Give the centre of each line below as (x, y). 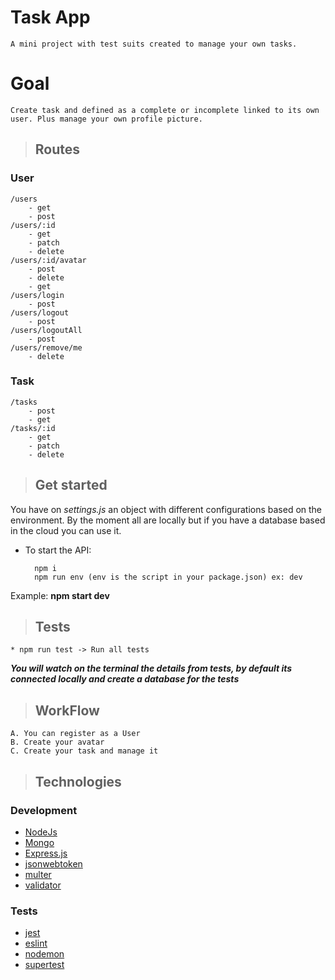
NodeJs (41, 832)
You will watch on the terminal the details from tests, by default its (151, 668)
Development (44, 810)
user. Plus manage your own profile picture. (106, 119)
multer (38, 874)
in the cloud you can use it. (66, 530)
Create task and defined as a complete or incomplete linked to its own (165, 110)
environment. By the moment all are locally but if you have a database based (168, 520)
